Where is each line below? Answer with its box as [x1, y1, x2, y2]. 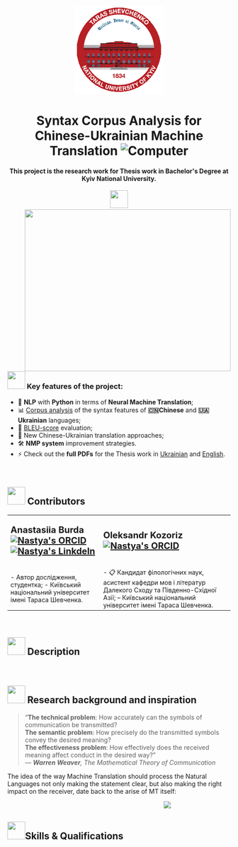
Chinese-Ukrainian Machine [34, 128, 204, 144]
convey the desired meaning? [24, 736, 111, 744]
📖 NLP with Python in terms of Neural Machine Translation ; [17, 397, 193, 406]
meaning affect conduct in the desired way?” [24, 751, 156, 759]
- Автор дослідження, [10, 572, 77, 581]
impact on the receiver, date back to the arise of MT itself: [7, 787, 177, 795]
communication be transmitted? [24, 720, 118, 729]
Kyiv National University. [81, 174, 157, 182]
